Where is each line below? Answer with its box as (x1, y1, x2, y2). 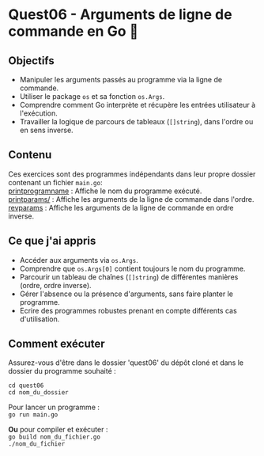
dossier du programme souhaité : (8, 367, 116, 376)
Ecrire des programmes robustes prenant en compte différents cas (19, 306, 237, 315)
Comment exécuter (8, 337, 105, 351)
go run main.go (8, 411, 58, 419)
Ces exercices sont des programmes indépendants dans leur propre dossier (8, 169, 256, 179)
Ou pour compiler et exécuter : (8, 425, 108, 435)
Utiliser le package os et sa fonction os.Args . (19, 92, 165, 101)
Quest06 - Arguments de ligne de (8, 6, 232, 24)
